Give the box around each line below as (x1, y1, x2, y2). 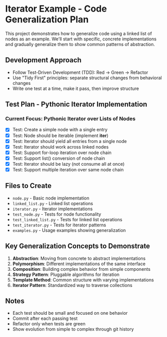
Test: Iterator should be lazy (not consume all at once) (12, 161, 125, 167)
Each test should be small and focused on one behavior (12, 310, 128, 316)
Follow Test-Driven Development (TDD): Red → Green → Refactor (12, 69, 148, 75)
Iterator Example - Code (5, 3, 107, 15)
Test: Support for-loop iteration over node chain (12, 150, 112, 156)
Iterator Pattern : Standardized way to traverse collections (12, 282, 132, 288)
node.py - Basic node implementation (12, 195, 90, 201)
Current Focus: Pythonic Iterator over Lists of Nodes (5, 115, 136, 122)
